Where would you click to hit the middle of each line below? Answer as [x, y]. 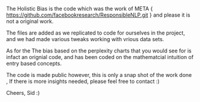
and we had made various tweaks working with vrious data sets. [85, 39]
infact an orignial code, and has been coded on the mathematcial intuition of [100, 57]
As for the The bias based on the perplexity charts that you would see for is [99, 51]
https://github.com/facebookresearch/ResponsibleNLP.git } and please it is [98, 15]
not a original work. [30, 21]
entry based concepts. [34, 63]
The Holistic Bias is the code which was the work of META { [80, 9]
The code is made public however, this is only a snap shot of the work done [99, 75]
